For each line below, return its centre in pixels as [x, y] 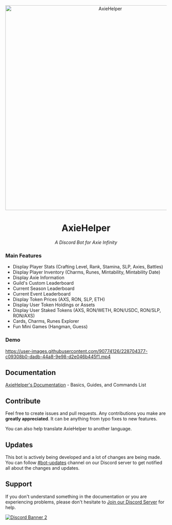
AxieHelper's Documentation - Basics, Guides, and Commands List [76, 385]
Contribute [23, 401]
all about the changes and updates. [42, 468]
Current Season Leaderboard [44, 288]
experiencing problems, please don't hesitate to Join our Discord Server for [85, 502]
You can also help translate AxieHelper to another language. [69, 429]
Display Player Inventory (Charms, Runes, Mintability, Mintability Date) [87, 272]
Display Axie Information [39, 278]
